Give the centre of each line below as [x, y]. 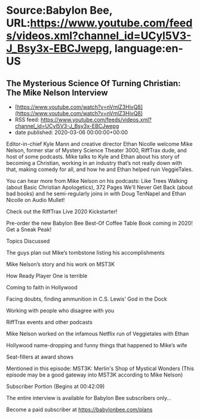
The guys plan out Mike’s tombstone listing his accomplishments [86, 253]
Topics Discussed [28, 241]
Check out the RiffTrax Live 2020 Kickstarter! [62, 212]
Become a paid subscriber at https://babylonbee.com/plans [79, 409]
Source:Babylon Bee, [59, 10]
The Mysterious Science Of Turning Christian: [93, 83]
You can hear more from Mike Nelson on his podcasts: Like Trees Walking [97, 181]
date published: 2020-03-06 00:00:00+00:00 [71, 132]
